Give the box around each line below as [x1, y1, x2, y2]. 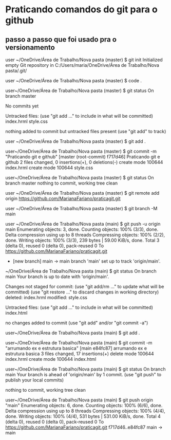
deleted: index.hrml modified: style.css [5, 295, 87, 300]
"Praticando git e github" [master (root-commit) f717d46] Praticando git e [5, 154, 160, 160]
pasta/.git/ [5, 68, 27, 74]
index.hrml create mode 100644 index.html [5, 356, 97, 362]
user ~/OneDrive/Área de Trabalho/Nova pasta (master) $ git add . [5, 138, 146, 144]
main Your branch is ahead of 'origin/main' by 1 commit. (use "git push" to [5, 372, 162, 377]
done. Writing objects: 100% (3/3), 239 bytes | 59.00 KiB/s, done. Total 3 [5, 237, 160, 243]
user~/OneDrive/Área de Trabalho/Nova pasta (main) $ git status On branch [5, 366, 166, 372]
